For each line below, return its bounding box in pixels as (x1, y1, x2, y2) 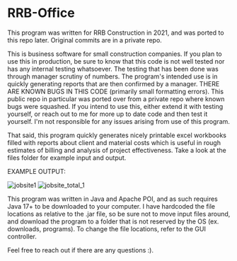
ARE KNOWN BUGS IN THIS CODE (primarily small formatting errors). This (7, 87, 224, 95)
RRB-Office (7, 5, 76, 21)
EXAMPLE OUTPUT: (7, 167, 66, 175)
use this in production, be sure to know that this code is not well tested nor (7, 57, 225, 65)
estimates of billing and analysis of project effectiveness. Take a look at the (7, 146, 226, 154)
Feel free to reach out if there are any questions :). (7, 245, 154, 254)
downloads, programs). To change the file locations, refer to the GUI (7, 224, 207, 233)
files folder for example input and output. (7, 153, 127, 162)
